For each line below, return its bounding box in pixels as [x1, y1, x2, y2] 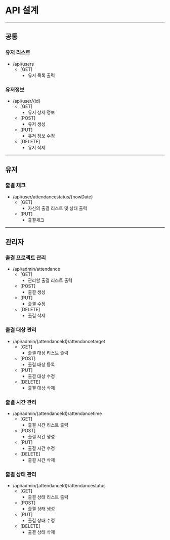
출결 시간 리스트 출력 [27, 422, 69, 428]
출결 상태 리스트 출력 [27, 494, 69, 500]
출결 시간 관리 [5, 398, 37, 405]
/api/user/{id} [12, 98, 41, 104]
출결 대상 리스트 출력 [27, 350, 69, 356]
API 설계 [5, 5, 39, 16]
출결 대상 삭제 [27, 385, 55, 391]
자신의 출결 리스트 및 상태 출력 [27, 205, 88, 211]
